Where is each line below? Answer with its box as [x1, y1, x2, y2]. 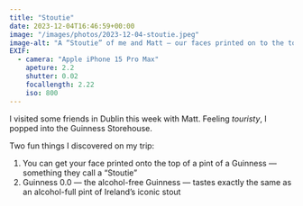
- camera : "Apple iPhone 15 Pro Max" [17, 55, 160, 64]
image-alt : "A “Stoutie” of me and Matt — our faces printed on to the [9, 38, 284, 48]
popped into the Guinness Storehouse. [9, 122, 153, 133]
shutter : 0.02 [25, 72, 78, 81]
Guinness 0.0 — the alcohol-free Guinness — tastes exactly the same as [22, 176, 292, 187]
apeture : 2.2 [25, 64, 75, 73]
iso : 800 [25, 88, 59, 97]
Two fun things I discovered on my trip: [9, 140, 155, 151]
